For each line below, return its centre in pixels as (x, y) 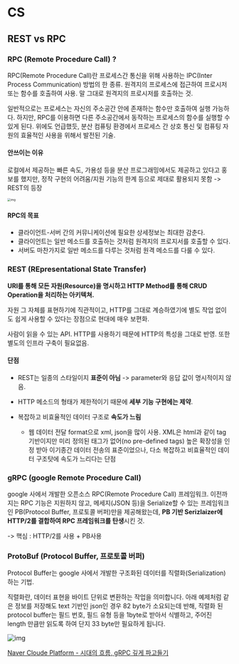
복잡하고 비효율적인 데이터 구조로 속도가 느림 (79, 417)
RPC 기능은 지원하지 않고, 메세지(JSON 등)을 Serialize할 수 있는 (110, 503)
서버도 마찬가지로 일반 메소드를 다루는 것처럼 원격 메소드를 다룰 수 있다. (116, 250)
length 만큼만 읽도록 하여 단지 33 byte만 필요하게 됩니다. (86, 624)
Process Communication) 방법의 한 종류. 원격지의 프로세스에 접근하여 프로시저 (117, 84)
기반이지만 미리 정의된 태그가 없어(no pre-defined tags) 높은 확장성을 (125, 441)
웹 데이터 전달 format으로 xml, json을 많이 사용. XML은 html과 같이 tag (127, 431)
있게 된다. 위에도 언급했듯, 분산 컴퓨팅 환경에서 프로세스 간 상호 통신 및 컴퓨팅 (115, 126)
